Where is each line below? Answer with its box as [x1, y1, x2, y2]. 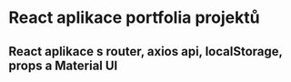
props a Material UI [8, 57, 118, 73]
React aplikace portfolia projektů [8, 7, 260, 28]
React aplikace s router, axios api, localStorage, [8, 44, 283, 59]
